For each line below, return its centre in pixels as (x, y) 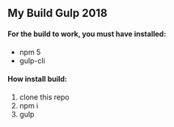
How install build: (38, 79)
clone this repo (44, 97)
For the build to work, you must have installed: (87, 34)
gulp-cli (32, 61)
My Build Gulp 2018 (57, 13)
